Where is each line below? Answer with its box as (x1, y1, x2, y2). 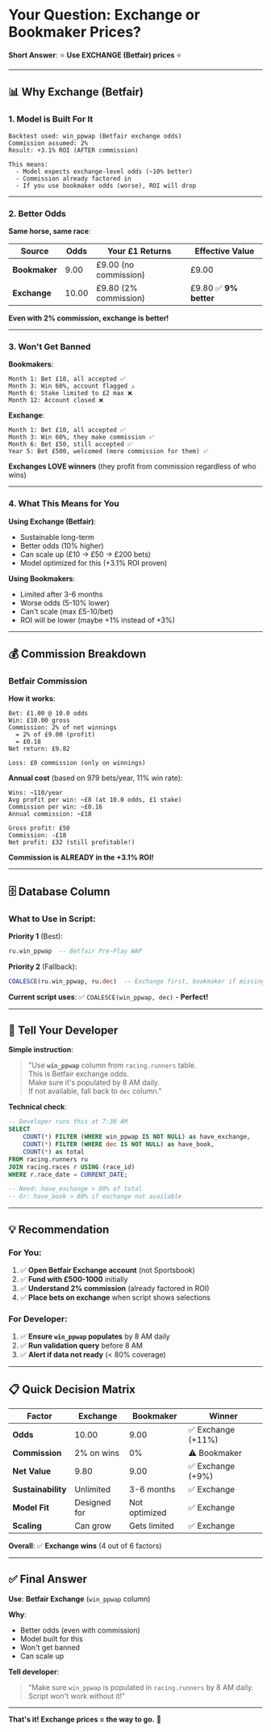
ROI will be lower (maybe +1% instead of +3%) (19, 615, 176, 625)
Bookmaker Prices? (8, 23, 142, 41)
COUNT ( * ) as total (23, 1148, 85, 1156)
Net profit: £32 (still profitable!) (8, 838, 135, 847)
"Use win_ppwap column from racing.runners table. (27, 1060, 197, 1070)
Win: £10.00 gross (8, 716, 70, 725)
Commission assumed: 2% (8, 139, 89, 147)
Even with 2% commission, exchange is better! (8, 313, 169, 323)
